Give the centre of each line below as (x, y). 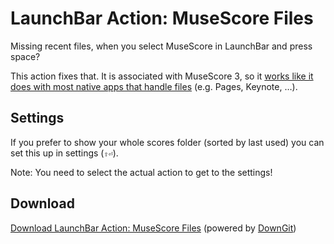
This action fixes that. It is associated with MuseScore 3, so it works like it (162, 76)
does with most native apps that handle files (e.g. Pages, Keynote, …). (154, 86)
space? (25, 56)
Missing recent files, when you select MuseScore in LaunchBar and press (161, 46)
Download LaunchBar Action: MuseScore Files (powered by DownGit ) (153, 228)
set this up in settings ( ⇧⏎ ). (64, 153)
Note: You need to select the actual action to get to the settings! (141, 172)
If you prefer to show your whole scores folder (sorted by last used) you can (167, 142)
